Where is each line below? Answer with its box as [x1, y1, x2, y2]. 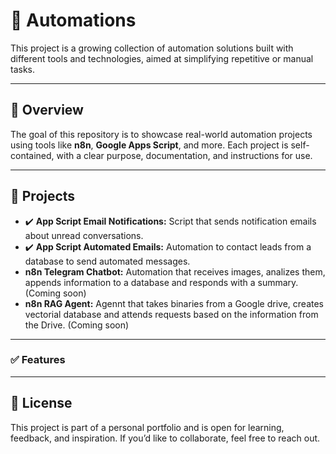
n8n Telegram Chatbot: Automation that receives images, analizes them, [24, 265, 326, 278]
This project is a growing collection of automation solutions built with [10, 42, 294, 54]
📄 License [10, 395, 73, 412]
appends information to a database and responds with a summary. [24, 276, 299, 288]
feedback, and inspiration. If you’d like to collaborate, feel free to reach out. [10, 432, 321, 444]
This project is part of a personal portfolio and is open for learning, [10, 421, 285, 433]
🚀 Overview [10, 102, 84, 119]
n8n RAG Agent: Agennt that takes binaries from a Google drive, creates [24, 297, 324, 309]
